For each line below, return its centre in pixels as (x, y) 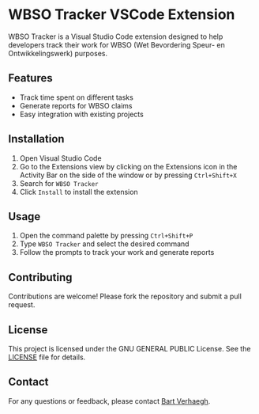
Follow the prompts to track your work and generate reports (117, 253)
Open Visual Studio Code (60, 158)
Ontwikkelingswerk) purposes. (58, 53)
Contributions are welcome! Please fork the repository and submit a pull (125, 296)
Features (30, 78)
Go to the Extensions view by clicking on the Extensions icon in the (128, 166)
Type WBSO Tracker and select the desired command (104, 244)
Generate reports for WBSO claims (76, 105)
